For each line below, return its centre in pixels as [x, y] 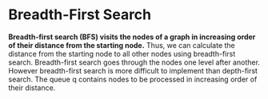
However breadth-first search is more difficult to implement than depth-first [133, 70]
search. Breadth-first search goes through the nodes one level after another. [134, 62]
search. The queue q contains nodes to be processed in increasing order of [133, 79]
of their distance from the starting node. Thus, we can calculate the [122, 45]
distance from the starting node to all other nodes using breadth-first [122, 53]
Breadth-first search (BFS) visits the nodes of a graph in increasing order [132, 37]
